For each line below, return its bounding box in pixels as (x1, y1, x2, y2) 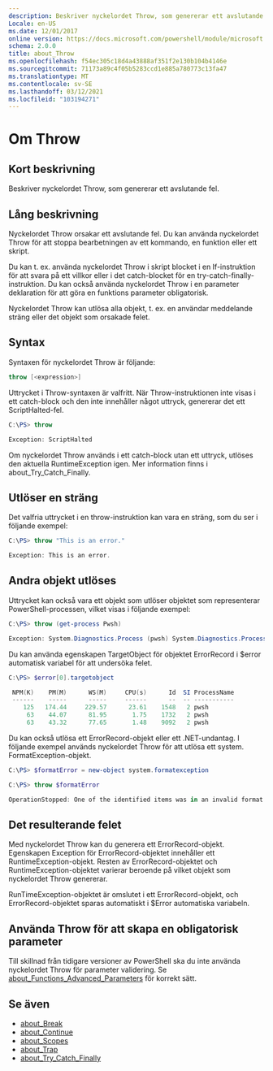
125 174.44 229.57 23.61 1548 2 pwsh (23, 704, 209, 712)
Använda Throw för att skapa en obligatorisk (8, 921, 239, 935)
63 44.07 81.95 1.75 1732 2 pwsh (26, 711, 209, 719)
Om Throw (8, 130, 81, 149)
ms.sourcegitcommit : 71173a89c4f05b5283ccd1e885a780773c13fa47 (8, 65, 227, 73)
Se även (8, 997, 50, 1011)
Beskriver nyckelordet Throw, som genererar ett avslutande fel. (8, 184, 219, 193)
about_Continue (19, 1027, 73, 1037)
